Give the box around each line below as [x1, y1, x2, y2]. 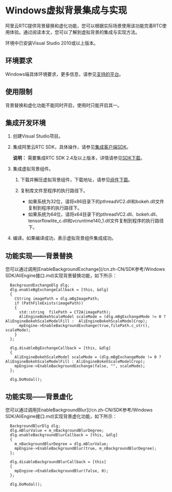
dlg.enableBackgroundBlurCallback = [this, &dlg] [10, 432, 118, 438]
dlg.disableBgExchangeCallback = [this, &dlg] [10, 346, 111, 351]
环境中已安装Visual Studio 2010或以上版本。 [5, 40, 98, 46]
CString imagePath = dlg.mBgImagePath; [14, 296, 100, 302]
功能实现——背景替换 [5, 251, 73, 260]
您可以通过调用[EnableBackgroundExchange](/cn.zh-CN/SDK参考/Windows [5, 266, 165, 272]
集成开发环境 [5, 119, 46, 127]
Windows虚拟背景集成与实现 [5, 5, 127, 16]
